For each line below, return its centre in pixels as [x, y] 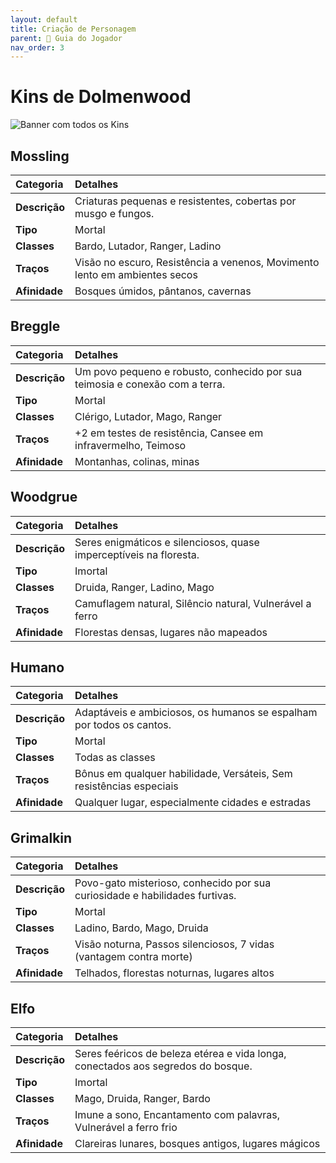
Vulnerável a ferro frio [126, 1128]
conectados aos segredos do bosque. [163, 1066]
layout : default [44, 19]
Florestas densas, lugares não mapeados [171, 632]
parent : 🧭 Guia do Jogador [66, 38]
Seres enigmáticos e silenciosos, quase [167, 542]
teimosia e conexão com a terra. [150, 384]
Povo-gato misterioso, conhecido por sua [173, 883]
